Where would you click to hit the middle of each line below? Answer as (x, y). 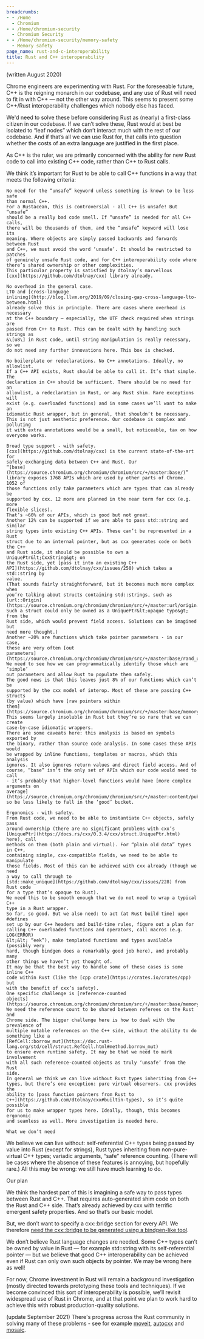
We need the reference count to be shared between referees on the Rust (100, 1009)
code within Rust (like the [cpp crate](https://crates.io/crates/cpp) (99, 978)
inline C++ (20, 972)
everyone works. (27, 435)
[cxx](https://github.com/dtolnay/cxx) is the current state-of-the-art (100, 451)
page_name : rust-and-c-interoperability (58, 52)
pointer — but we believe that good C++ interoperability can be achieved (97, 1255)
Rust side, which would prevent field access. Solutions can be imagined (102, 621)
